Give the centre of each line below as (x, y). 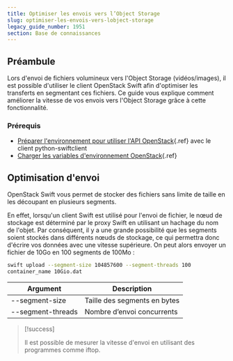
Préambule (31, 61)
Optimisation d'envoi (53, 177)
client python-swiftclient (52, 148)
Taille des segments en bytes (132, 300)
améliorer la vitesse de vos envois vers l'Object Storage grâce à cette (107, 100)
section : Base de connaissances (54, 33)
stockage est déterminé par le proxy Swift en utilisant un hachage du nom (113, 223)
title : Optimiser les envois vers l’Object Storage (83, 14)
